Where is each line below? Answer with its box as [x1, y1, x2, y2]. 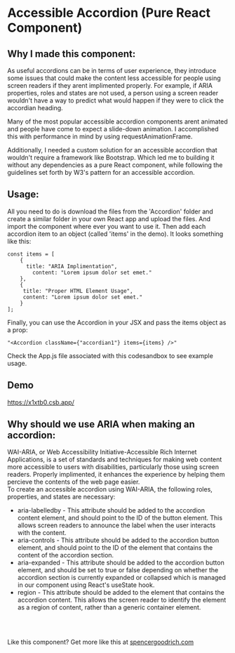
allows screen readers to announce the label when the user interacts [17, 521, 216, 529]
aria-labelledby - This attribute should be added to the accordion [17, 506, 206, 515]
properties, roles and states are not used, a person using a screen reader [7, 89, 219, 97]
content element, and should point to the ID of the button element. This [17, 514, 223, 522]
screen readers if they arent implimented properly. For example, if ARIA [7, 81, 213, 89]
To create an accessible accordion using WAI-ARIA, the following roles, [7, 485, 213, 494]
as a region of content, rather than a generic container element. [17, 603, 201, 612]
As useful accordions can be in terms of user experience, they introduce [7, 67, 217, 74]
